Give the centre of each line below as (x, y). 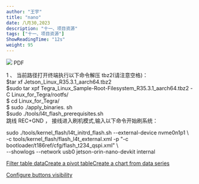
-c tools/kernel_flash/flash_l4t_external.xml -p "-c (67, 139)
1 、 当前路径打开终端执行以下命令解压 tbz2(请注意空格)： (77, 75)
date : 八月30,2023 (28, 23)
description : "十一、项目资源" (42, 28)
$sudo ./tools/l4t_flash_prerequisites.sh (55, 114)
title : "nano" (24, 17)
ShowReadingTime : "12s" (36, 39)
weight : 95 (20, 45)
